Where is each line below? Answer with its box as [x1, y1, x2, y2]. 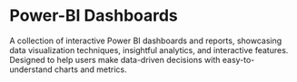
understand [9, 64, 53, 75]
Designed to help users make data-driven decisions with [9, 54, 221, 65]
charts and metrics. [54, 64, 127, 75]
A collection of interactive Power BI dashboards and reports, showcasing [9, 35, 282, 46]
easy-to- [222, 54, 255, 65]
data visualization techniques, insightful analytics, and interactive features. [9, 44, 289, 55]
